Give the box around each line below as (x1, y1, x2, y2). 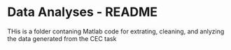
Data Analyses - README (7, 4, 158, 20)
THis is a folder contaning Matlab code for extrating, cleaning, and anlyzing (7, 27, 225, 35)
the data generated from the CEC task (7, 34, 117, 42)
